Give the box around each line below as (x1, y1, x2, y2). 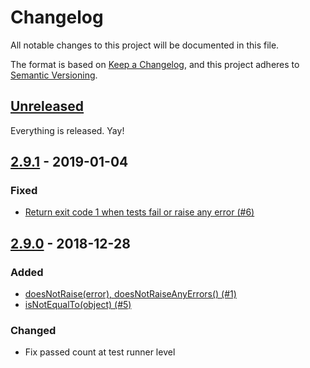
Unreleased (10, 98, 85, 115)
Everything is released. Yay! (10, 124, 125, 136)
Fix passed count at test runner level (24, 346, 176, 358)
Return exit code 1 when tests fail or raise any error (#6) (24, 206, 255, 218)
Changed (10, 324, 57, 338)
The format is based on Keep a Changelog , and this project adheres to (10, 58, 300, 70)
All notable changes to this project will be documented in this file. (10, 39, 280, 51)
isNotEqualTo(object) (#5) (24, 299, 132, 311)
